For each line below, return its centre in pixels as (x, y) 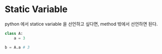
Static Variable (36, 9)
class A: (14, 33)
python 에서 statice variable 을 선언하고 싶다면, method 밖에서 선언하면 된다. (81, 24)
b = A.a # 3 (17, 47)
